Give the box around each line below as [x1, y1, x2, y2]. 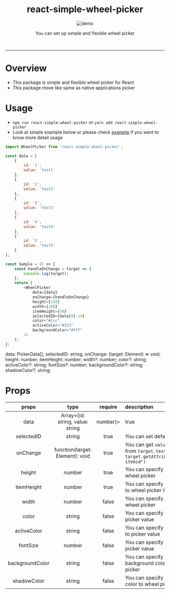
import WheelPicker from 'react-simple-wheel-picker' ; [5, 144, 123, 149]
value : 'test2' [23, 186, 56, 191]
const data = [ [5, 153, 37, 158]
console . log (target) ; [23, 271, 69, 276]
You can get [124, 441, 154, 448]
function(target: [54, 446, 92, 453]
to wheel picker [124, 486, 162, 494]
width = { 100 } [32, 304, 58, 309]
